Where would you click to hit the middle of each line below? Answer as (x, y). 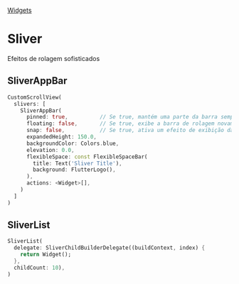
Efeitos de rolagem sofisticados (54, 58)
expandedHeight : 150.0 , (62, 137)
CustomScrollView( (34, 97)
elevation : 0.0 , (50, 150)
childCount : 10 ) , (39, 268)
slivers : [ (30, 104)
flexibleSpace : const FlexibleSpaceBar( (87, 157)
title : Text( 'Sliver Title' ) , (78, 163)
